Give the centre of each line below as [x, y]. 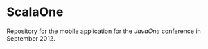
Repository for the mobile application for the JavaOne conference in [104, 31]
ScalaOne [35, 12]
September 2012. [31, 38]
